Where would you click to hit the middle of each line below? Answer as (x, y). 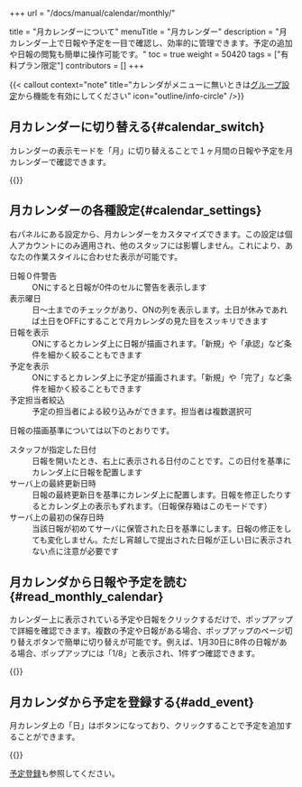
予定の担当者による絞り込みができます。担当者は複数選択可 (142, 411)
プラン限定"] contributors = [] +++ (81, 65)
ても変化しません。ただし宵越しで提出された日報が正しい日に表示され (162, 540)
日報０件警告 (33, 275)
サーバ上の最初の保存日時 (57, 517)
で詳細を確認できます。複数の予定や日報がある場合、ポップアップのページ (147, 631)
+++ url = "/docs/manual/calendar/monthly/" (92, 13)
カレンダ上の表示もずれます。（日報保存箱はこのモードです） (160, 505)
